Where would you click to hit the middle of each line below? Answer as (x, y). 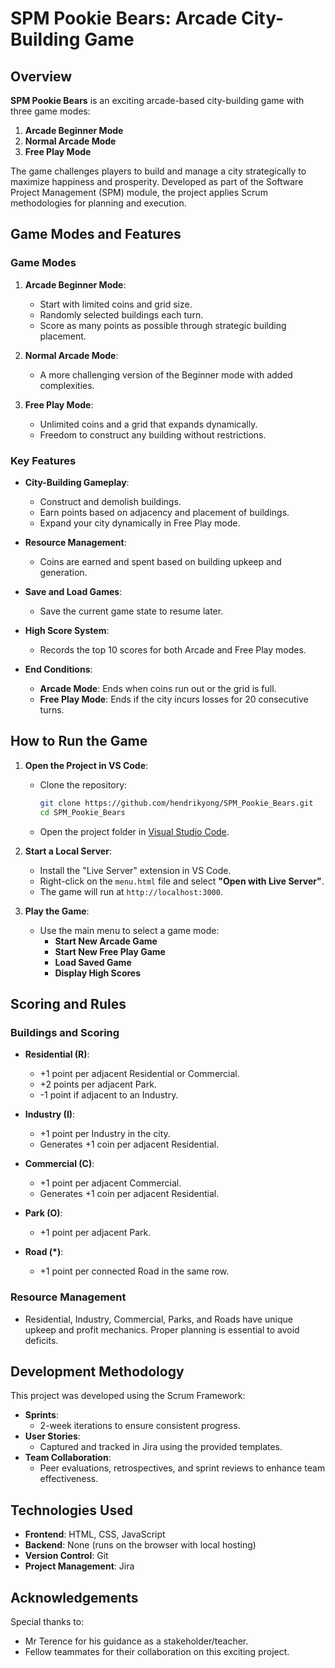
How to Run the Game (79, 741)
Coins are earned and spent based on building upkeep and (160, 561)
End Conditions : (58, 669)
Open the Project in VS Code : (86, 765)
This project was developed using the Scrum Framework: (128, 1396)
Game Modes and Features (96, 234)
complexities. (67, 385)
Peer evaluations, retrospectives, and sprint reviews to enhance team (182, 1468)
